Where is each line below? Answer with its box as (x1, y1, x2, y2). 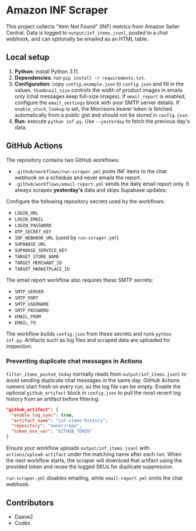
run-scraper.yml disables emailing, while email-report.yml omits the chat (6, 475, 183, 482)
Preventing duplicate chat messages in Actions (6, 357, 143, 365)
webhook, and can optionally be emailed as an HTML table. (6, 35, 149, 42)
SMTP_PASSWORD (14, 307, 49, 313)
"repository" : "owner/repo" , (11, 423, 82, 429)
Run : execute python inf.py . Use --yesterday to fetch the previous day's (14, 118, 190, 125)
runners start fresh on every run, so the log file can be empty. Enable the (6, 383, 181, 390)
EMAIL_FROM (14, 314, 41, 320)
